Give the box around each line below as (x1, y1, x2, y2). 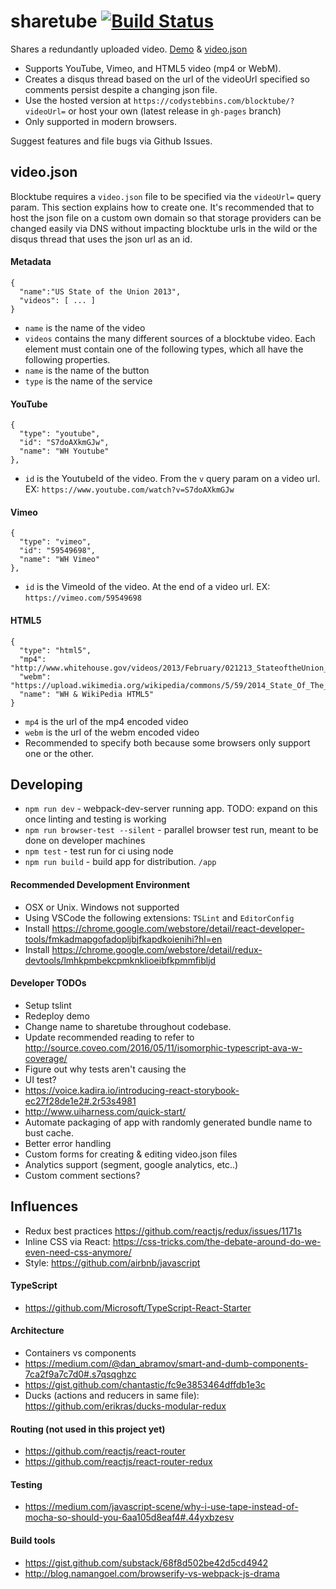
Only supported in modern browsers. (24, 115, 177, 127)
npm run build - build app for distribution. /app (24, 856, 217, 868)
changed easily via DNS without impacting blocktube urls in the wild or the (10, 222, 318, 234)
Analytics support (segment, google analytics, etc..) (24, 1158, 239, 1170)
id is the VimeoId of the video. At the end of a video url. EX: (24, 581, 271, 593)
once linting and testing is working (24, 813, 167, 825)
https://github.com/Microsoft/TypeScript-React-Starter (24, 1301, 252, 1314)
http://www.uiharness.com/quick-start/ (24, 1105, 187, 1117)
